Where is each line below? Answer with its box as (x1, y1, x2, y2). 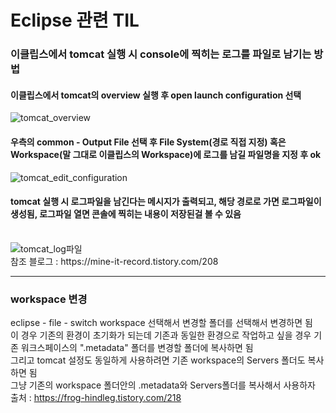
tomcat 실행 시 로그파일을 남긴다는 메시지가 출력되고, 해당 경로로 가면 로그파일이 (10, 196, 322, 208)
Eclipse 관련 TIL (10, 9, 140, 32)
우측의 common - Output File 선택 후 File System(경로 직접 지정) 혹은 (10, 136, 287, 148)
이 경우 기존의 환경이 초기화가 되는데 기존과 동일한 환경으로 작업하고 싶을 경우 (10, 329, 312, 341)
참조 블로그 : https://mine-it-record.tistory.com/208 (10, 255, 219, 267)
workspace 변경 (10, 292, 88, 306)
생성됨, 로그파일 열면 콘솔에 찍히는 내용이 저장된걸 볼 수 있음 (10, 208, 242, 220)
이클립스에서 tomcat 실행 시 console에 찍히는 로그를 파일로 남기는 (10, 47, 312, 61)
